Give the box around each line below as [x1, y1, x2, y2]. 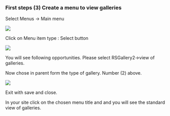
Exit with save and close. [5, 89, 58, 96]
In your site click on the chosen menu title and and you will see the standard [5, 99, 165, 106]
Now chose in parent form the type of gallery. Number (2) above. [5, 70, 142, 76]
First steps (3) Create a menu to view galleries [5, 4, 122, 11]
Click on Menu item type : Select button [5, 35, 88, 41]
